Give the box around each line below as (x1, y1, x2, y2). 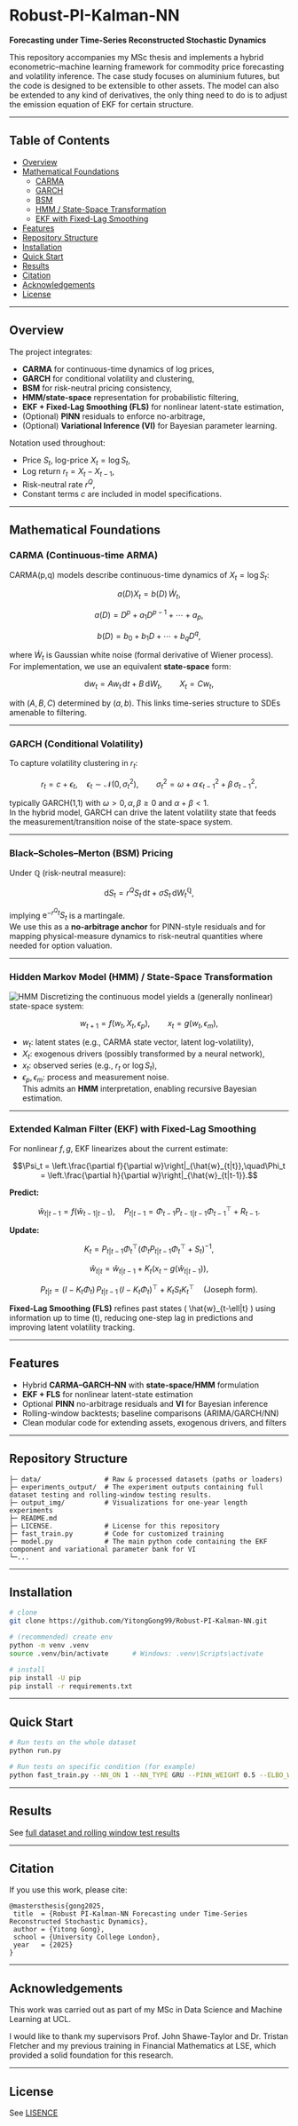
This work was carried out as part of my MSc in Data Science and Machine (9, 2004, 283, 2015)
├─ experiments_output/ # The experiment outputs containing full (9, 1482, 264, 1491)
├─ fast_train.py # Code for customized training (9, 1529, 224, 1538)
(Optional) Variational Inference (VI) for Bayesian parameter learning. (21, 420, 278, 431)
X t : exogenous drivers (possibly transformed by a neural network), (21, 1048, 265, 1061)
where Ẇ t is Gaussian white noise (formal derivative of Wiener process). (9, 650, 274, 662)
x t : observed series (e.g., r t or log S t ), (21, 1060, 158, 1072)
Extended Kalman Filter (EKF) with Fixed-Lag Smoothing (9, 1123, 257, 1135)
